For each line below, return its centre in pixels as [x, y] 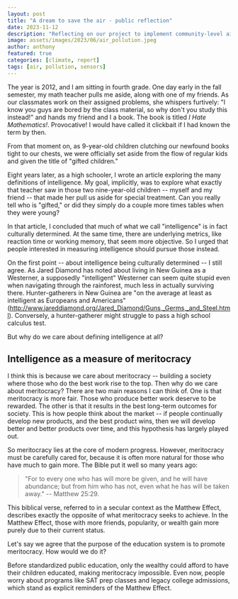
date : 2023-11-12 [33, 27]
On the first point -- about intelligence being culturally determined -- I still [115, 263]
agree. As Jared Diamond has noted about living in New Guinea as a [107, 270]
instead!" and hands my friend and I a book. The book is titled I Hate [107, 117]
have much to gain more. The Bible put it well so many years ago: [103, 465]
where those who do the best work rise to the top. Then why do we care [113, 383]
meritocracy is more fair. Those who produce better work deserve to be [112, 399]
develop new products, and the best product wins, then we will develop [112, 421]
